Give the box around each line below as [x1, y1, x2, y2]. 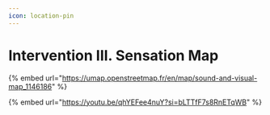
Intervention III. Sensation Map [8, 46, 219, 64]
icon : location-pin [8, 11, 74, 20]
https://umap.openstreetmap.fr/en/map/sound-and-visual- [61, 73, 258, 83]
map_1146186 [8, 81, 53, 91]
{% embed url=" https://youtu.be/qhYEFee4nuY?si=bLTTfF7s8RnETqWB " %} [8, 97, 263, 107]
